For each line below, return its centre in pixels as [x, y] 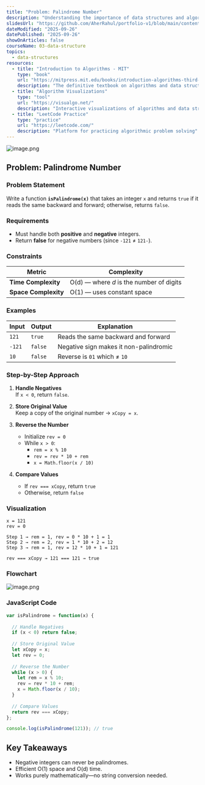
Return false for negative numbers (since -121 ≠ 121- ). [84, 240]
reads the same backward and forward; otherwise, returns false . [88, 204]
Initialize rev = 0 [45, 436]
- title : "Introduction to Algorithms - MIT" [71, 69]
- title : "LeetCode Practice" [50, 114]
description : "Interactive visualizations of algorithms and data [103, 108]
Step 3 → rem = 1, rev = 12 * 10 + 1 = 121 [63, 548]
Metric [37, 272]
